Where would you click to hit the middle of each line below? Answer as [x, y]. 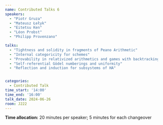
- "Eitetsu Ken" [26, 28]
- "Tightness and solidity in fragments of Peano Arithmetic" [73, 50]
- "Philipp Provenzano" [33, 37]
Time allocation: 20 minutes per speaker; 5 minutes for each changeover [78, 118]
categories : [17, 81]
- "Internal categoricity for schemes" [50, 54]
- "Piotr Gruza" [26, 18]
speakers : [15, 14]
